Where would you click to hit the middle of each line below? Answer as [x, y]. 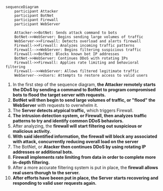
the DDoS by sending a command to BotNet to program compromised [84, 90]
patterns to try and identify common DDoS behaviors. [68, 121]
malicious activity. [32, 131]
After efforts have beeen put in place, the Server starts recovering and [85, 178]
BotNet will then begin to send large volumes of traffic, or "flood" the [84, 100]
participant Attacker [36, 11]
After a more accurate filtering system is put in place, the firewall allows [85, 168]
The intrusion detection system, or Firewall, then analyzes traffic [80, 116]
